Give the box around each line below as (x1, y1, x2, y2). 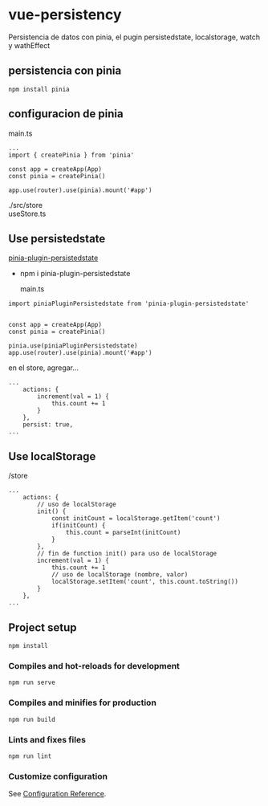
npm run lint (8, 752, 52, 760)
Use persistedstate (8, 231, 106, 246)
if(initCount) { (51, 522, 106, 530)
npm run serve (8, 678, 56, 687)
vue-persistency (8, 6, 122, 24)
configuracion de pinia (8, 107, 124, 121)
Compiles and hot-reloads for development (8, 660, 181, 671)
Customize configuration (8, 771, 108, 782)
